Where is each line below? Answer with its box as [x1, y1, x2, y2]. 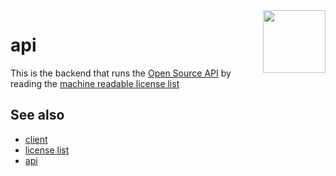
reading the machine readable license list [10, 77, 180, 89]
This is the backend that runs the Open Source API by [10, 67, 232, 79]
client [24, 133, 48, 145]
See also [10, 107, 65, 124]
